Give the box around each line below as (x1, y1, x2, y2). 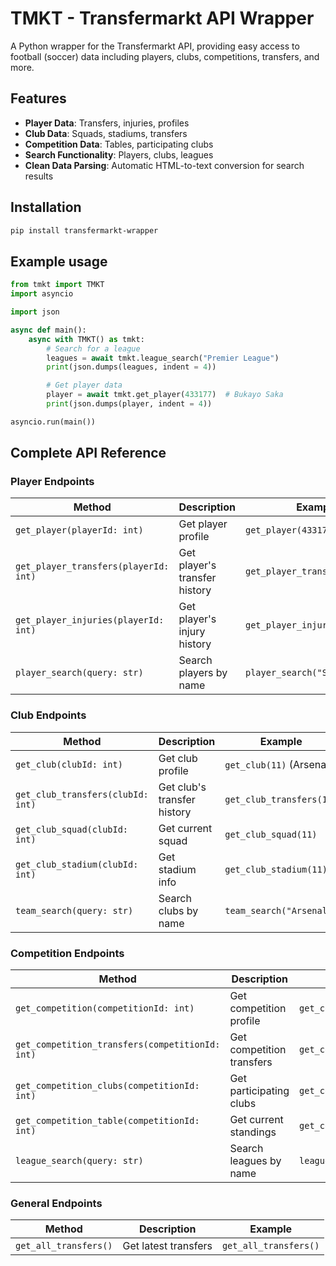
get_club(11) (224, 759, 287, 771)
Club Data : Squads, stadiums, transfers (24, 127, 188, 139)
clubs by (158, 903, 199, 917)
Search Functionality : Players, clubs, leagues (24, 148, 214, 161)
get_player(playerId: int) (15, 525, 144, 536)
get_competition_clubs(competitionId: (15, 1080, 200, 1092)
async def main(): (10, 325, 87, 335)
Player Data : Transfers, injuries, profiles (24, 117, 190, 129)
